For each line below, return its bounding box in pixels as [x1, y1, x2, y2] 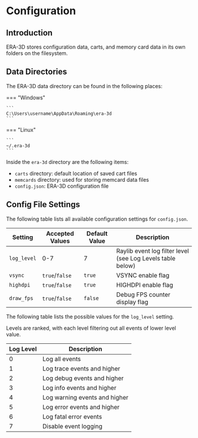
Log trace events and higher [42, 364, 121, 372]
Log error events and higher [42, 402, 120, 411]
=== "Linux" [6, 126, 37, 133]
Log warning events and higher [42, 393, 128, 401]
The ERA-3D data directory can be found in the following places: [6, 82, 163, 89]
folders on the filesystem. [6, 50, 68, 57]
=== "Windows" [6, 94, 45, 101]
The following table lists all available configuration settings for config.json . [6, 215, 189, 223]
